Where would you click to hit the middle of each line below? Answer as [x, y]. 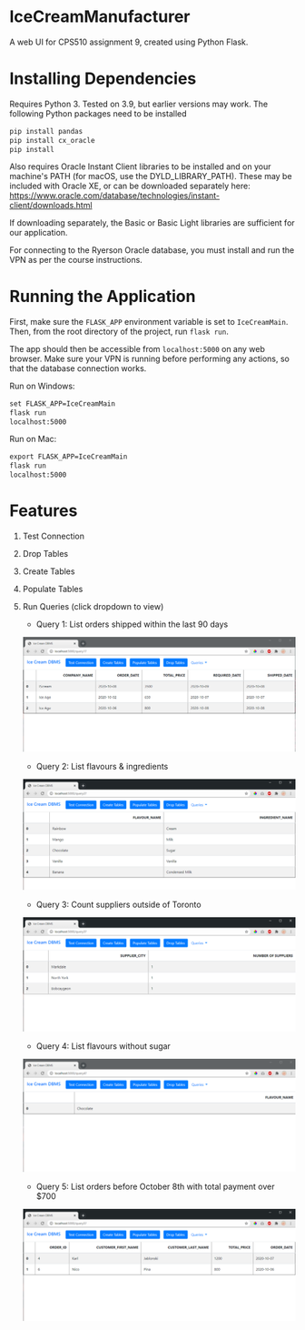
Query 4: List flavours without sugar [103, 1046]
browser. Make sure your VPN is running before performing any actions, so [150, 358]
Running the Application [103, 297]
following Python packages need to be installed [98, 113]
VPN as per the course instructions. [76, 259]
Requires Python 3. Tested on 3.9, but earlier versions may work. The [139, 104]
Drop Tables [45, 553]
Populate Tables [53, 589]
